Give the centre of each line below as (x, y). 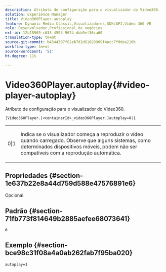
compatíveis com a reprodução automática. (71, 153)
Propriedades (26, 175)
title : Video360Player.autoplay (38, 19)
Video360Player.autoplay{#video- (77, 85)
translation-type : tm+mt (31, 38)
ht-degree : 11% (21, 56)
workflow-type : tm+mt (27, 47)
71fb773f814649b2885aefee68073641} (68, 219)
